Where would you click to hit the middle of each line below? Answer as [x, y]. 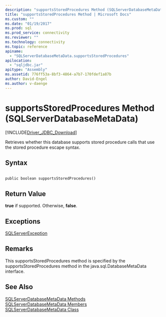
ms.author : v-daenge [26, 83]
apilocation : [19, 61]
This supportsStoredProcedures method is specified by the [65, 260]
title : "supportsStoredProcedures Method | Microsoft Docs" [68, 14]
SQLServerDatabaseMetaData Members [46, 304]
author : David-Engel [26, 79]
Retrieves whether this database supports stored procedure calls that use [80, 142]
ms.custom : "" [20, 19]
